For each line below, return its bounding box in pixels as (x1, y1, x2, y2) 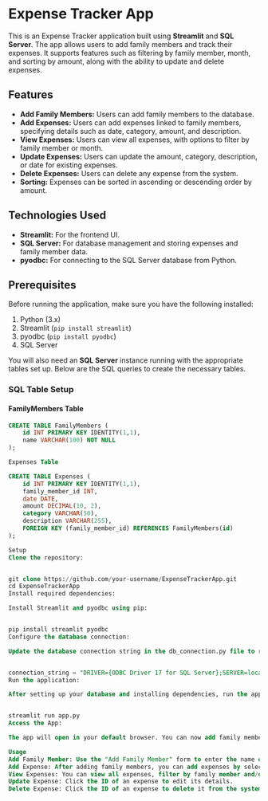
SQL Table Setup (8, 384, 74, 395)
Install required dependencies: (8, 590, 116, 598)
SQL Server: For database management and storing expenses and (19, 238, 238, 248)
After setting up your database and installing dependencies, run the (8, 690, 248, 698)
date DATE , (22, 495, 59, 503)
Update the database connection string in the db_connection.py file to (8, 647, 255, 655)
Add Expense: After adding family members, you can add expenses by (8, 763, 241, 771)
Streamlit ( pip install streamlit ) (19, 324, 132, 333)
